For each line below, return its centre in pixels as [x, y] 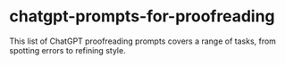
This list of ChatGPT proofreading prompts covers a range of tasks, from [143, 41]
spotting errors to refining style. [68, 50]
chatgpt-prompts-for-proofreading [142, 16]
